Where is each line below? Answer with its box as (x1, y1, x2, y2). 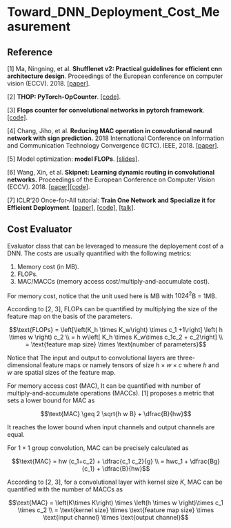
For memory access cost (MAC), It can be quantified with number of (7, 382, 201, 390)
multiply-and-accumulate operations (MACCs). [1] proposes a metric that (7, 389, 215, 398)
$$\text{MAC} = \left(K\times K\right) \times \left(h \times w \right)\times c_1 (8, 498, 224, 507)
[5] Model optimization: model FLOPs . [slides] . (7, 155, 139, 163)
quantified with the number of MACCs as (7, 485, 123, 493)
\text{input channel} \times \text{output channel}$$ (43, 514, 189, 522)
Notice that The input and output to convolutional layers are (7, 353, 177, 362)
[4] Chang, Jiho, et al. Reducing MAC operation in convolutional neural (7, 127, 212, 135)
